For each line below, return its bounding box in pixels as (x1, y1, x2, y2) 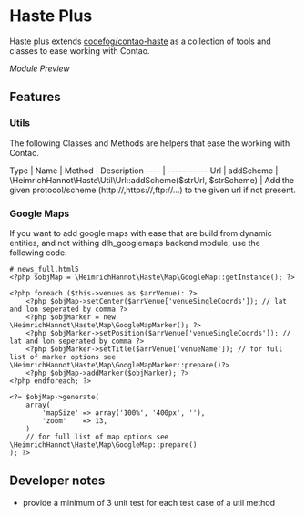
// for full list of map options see (25, 432, 169, 441)
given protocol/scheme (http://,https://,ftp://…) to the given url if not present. (9, 184, 296, 195)
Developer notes (9, 473, 106, 489)
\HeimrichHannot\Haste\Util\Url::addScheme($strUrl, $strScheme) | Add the (9, 174, 295, 185)
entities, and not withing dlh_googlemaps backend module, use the (9, 237, 261, 248)
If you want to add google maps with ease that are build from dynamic (9, 227, 273, 238)
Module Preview (9, 63, 70, 74)
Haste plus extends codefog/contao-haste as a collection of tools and (9, 36, 271, 47)
